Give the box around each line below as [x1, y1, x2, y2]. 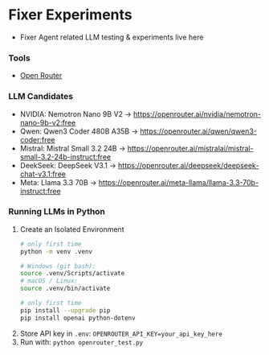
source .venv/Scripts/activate [19, 270, 125, 278]
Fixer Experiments [8, 6, 132, 24]
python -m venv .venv [19, 247, 92, 255]
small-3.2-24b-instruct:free [19, 151, 111, 162]
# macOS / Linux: [19, 277, 79, 285]
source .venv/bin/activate [19, 284, 111, 293]
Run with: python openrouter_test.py [19, 336, 143, 347]
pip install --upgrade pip [19, 306, 111, 315]
